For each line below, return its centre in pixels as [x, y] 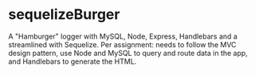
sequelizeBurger [64, 15]
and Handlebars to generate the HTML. [73, 61]
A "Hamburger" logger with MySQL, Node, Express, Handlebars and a [123, 36]
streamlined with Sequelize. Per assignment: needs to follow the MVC [122, 44]
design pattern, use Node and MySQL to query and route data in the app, [128, 53]
